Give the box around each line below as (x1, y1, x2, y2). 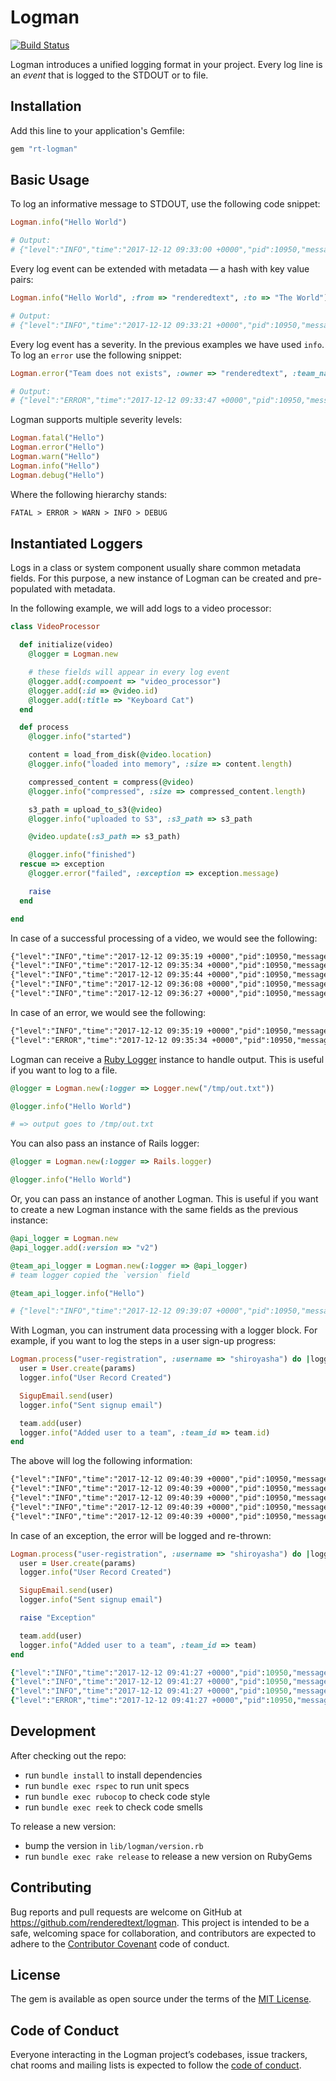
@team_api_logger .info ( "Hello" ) (10, 1288, 145, 1298)
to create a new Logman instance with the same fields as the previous (10, 1204, 299, 1215)
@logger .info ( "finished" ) (28, 850, 137, 860)
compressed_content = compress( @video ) (28, 777, 195, 787)
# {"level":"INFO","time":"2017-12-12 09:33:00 (10, 245, 213, 255)
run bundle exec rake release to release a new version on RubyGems (24, 1850, 313, 1862)
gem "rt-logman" (10, 144, 78, 154)
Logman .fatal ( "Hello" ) (10, 433, 105, 443)
